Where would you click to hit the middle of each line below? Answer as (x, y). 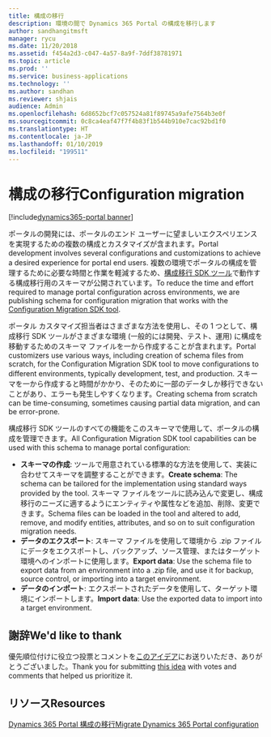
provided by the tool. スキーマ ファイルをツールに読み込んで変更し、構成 (141, 493)
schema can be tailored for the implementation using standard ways (133, 484)
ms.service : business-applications (68, 76)
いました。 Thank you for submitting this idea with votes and (136, 666)
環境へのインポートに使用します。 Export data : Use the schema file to (136, 561)
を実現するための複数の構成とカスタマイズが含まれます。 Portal (113, 244)
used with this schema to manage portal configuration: (100, 448)
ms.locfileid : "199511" (49, 152)
